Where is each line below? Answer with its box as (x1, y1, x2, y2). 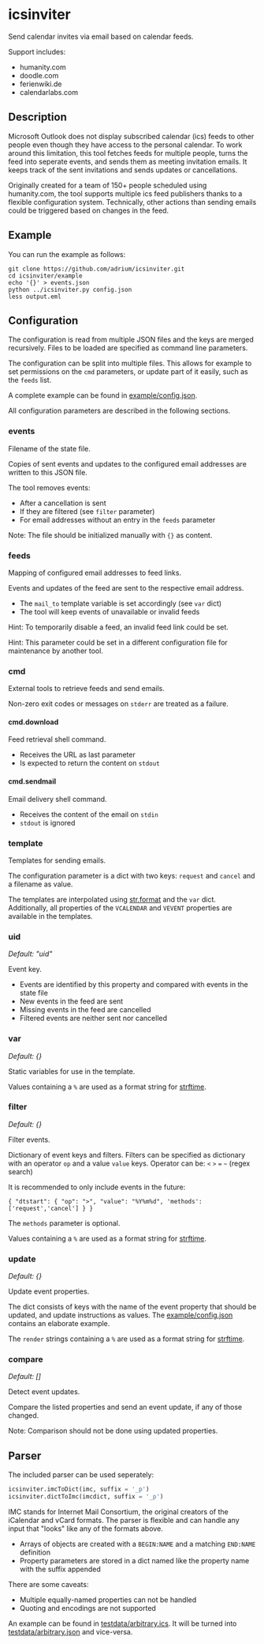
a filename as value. (8, 879, 73, 889)
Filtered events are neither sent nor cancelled (19, 1014, 168, 1023)
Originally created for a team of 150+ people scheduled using (8, 180, 207, 190)
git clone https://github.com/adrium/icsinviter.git (8, 265, 185, 273)
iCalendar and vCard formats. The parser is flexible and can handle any (8, 1516, 240, 1525)
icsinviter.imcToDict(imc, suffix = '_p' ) (8, 1485, 150, 1494)
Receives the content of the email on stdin (19, 809, 159, 819)
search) (8, 1166, 33, 1176)
